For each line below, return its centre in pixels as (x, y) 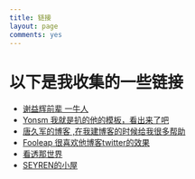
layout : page (34, 26)
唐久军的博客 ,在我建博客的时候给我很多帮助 (104, 131)
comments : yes (36, 34)
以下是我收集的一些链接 (97, 82)
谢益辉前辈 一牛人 (55, 108)
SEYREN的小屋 (50, 165)
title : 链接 (30, 18)
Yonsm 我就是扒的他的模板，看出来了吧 (96, 120)
